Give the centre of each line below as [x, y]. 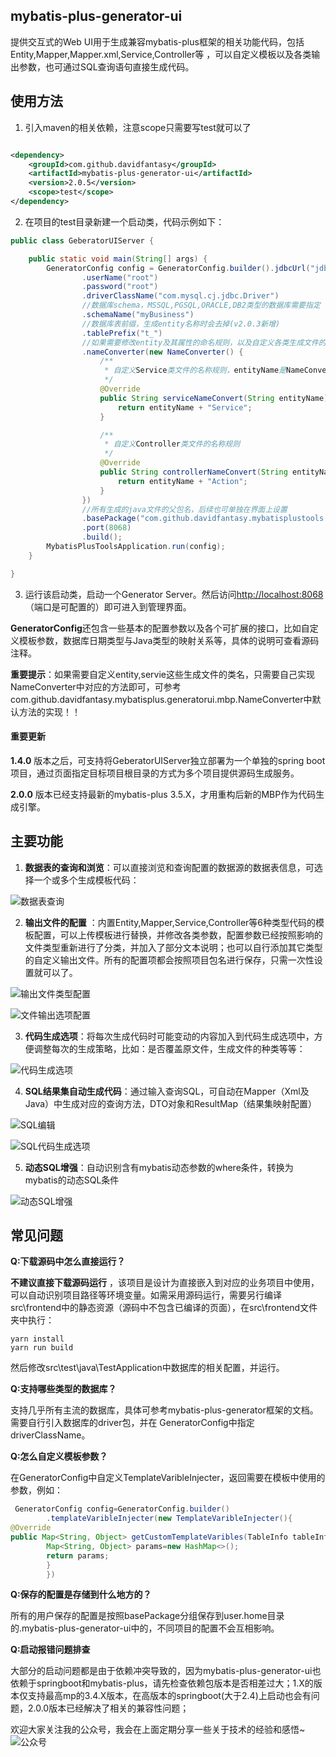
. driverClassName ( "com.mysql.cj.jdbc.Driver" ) [180, 296]
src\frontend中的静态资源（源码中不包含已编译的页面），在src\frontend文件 [164, 1308]
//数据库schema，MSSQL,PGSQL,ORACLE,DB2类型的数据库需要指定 [201, 305]
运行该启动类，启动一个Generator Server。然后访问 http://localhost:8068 [174, 594]
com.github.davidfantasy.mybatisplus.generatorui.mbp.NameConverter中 [161, 699]
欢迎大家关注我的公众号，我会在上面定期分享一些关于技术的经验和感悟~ [158, 1730]
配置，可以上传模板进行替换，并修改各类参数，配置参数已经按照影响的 [178, 935]
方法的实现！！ [49, 711]
